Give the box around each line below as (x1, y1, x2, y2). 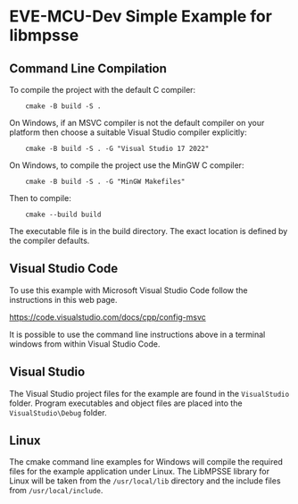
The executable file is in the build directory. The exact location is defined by (9, 226, 288, 236)
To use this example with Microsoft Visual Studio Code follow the (9, 284, 248, 296)
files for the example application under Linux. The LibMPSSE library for (9, 466, 270, 477)
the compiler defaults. (9, 235, 90, 246)
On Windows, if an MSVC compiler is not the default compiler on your (9, 118, 265, 128)
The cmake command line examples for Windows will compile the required (9, 457, 283, 467)
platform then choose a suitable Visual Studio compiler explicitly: (9, 127, 247, 138)
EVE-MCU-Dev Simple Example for (9, 6, 272, 27)
